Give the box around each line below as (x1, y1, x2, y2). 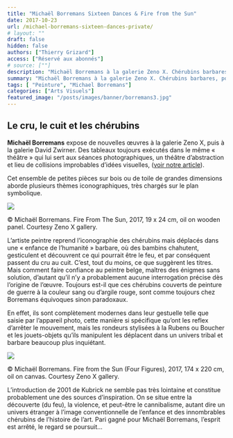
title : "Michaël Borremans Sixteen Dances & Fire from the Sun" (7, 10, 197, 17)
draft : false (7, 36, 45, 43)
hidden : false (7, 42, 49, 49)
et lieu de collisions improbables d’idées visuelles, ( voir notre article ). (7, 161, 205, 169)
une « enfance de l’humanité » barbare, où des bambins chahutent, (7, 243, 200, 252)
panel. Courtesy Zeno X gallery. (7, 222, 98, 231)
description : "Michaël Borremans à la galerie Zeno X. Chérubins (7, 68, 200, 75)
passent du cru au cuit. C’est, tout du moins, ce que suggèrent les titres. (7, 258, 214, 266)
